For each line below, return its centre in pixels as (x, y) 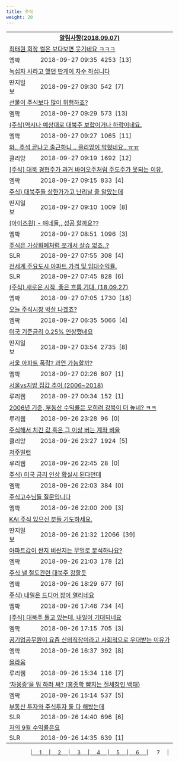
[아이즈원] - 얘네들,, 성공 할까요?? (54, 223)
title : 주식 (20, 12)
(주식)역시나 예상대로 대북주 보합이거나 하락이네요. (76, 124)
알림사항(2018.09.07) (89, 38)
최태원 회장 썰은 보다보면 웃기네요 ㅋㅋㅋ (62, 49)
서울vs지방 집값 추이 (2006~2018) (56, 385)
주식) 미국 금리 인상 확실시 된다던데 (55, 474)
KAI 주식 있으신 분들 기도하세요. (51, 519)
